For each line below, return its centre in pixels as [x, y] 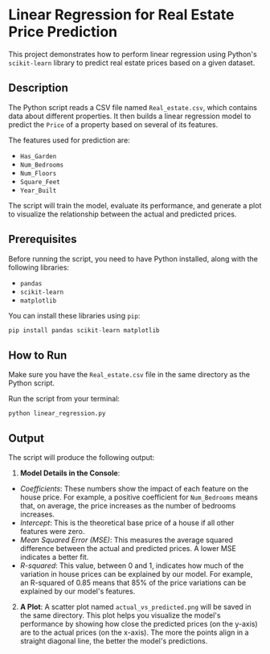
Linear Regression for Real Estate [121, 15]
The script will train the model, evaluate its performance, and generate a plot [135, 205]
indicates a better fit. [54, 557]
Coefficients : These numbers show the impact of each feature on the [134, 489]
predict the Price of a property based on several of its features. [113, 124]
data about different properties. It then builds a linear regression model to [130, 116]
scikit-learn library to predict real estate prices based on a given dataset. [132, 63]
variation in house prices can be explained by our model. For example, [136, 574]
